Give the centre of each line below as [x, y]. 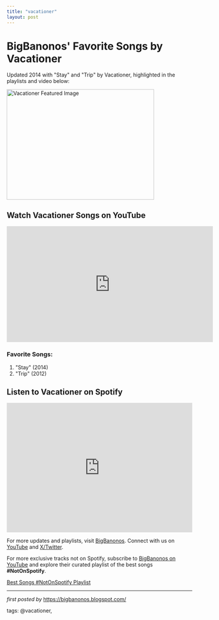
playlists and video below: [38, 81]
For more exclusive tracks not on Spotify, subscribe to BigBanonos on [91, 558]
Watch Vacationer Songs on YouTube [76, 215]
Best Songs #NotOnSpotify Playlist [49, 582]
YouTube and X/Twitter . [35, 547]
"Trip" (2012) [31, 373]
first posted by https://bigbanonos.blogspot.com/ [67, 599]
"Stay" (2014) [32, 367]
